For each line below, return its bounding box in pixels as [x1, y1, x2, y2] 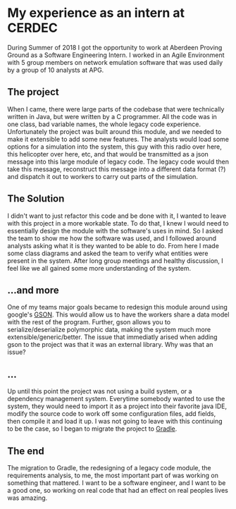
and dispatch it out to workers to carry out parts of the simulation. [7, 172, 199, 180]
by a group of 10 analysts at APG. [7, 66, 104, 74]
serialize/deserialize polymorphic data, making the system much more [7, 326, 211, 334]
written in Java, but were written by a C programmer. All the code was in [7, 112, 217, 121]
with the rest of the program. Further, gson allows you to [7, 318, 171, 326]
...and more [7, 284, 60, 296]
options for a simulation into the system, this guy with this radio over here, [7, 142, 222, 151]
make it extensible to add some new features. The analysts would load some [7, 135, 229, 143]
